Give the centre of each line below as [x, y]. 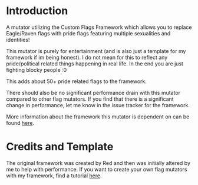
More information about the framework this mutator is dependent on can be [98, 117]
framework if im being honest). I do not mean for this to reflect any [87, 57]
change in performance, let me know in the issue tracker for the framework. [98, 105]
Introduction [37, 11]
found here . [20, 123]
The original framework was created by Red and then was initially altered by [98, 163]
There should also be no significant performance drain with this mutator [93, 92]
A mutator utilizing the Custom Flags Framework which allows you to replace [99, 27]
